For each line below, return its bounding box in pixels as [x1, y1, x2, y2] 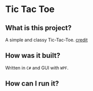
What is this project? [5, 24, 72, 32]
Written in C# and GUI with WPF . [5, 64, 69, 71]
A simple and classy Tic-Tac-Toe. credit [5, 37, 88, 43]
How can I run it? [5, 79, 59, 88]
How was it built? [5, 51, 61, 60]
